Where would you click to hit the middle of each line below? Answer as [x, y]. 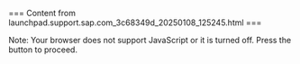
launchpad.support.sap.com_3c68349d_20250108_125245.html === [135, 23]
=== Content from [42, 13]
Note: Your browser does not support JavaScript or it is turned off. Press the [150, 40]
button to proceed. [43, 50]
